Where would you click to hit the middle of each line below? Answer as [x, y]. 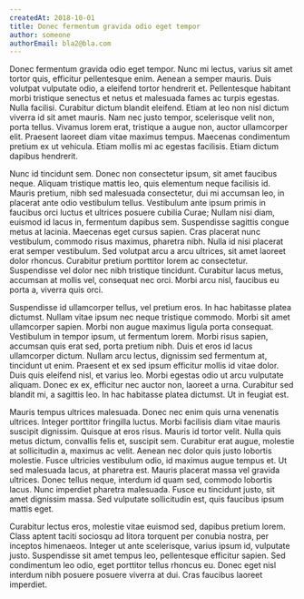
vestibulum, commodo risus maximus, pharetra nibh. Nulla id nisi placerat [147, 241]
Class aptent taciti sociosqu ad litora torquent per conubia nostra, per [139, 536]
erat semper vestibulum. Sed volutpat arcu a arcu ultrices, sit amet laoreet [147, 251]
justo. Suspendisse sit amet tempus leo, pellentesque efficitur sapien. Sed [147, 555]
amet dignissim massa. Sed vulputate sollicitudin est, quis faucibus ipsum [147, 499]
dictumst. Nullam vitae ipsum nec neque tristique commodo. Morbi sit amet [150, 317]
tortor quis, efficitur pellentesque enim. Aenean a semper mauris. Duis [141, 79]
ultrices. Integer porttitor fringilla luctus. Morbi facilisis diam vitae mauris [145, 422]
